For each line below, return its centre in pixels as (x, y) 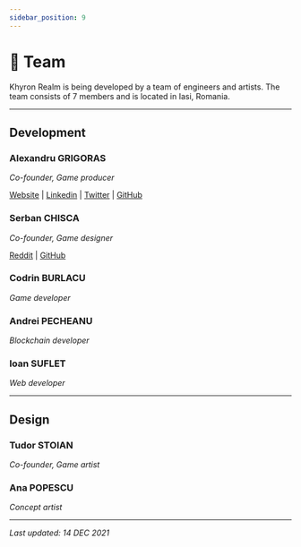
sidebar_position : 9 (48, 17)
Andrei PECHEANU (51, 321)
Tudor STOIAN (41, 445)
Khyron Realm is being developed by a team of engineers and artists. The (145, 87)
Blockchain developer (49, 340)
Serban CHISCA (44, 218)
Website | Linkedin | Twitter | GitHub (76, 195)
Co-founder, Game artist (55, 465)
